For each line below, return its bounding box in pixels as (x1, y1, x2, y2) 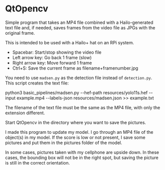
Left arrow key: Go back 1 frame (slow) (12, 54, 92, 60)
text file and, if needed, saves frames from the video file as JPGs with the (5, 24, 156, 30)
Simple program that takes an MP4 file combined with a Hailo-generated (5, 19, 154, 25)
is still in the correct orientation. (5, 160, 70, 166)
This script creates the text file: (5, 80, 69, 86)
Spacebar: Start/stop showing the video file (12, 49, 102, 55)
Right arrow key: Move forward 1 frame (12, 60, 92, 66)
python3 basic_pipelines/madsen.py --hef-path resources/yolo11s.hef (5, 89, 148, 95)
